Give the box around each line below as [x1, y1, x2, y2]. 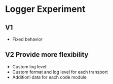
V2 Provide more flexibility [5, 50, 89, 59]
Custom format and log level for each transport [12, 69, 108, 75]
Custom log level [12, 63, 47, 70]
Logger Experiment [5, 3, 85, 15]
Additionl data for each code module [12, 74, 87, 80]
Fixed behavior [12, 36, 43, 42]
